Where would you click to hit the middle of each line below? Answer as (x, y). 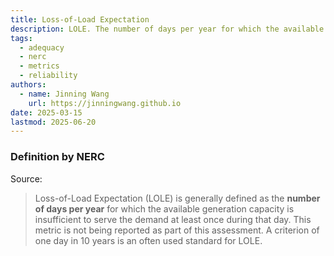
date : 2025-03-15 (46, 112)
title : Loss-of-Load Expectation (80, 19)
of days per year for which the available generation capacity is (164, 208)
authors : (28, 85)
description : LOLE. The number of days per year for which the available (167, 29)
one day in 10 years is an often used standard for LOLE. (148, 240)
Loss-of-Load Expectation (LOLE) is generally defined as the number (177, 198)
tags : (21, 38)
